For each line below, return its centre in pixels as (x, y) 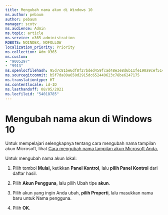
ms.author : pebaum (24, 15)
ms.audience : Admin (25, 29)
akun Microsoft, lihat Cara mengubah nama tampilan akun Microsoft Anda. (82, 149)
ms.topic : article (24, 33)
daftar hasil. (24, 173)
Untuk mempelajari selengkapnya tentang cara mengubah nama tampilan (80, 143)
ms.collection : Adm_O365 (31, 52)
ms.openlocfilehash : (27, 71)
